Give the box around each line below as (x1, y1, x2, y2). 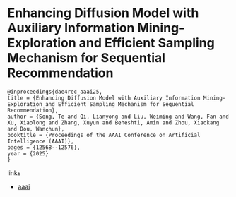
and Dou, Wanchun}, (7, 125, 65, 132)
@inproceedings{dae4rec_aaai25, (7, 88, 102, 95)
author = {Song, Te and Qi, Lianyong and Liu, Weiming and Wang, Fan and (7, 113, 230, 120)
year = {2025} (7, 150, 49, 157)
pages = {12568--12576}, (7, 143, 81, 151)
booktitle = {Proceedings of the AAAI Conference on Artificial (7, 131, 201, 138)
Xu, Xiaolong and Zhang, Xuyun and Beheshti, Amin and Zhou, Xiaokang (7, 119, 220, 126)
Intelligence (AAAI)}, (7, 138, 74, 145)
